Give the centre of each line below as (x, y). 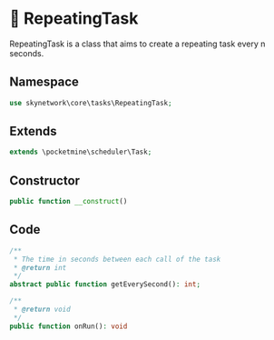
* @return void (42, 310)
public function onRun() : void (68, 326)
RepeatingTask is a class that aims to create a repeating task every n (137, 44)
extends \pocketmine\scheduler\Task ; (81, 152)
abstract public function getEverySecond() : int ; (105, 285)
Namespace (44, 82)
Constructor (44, 180)
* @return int (40, 267)
